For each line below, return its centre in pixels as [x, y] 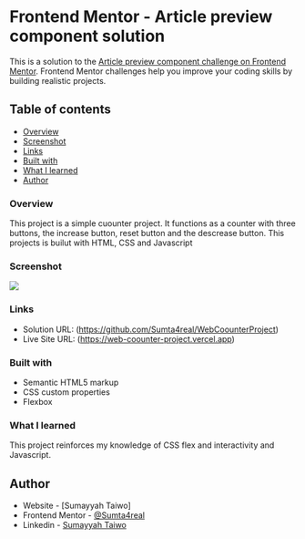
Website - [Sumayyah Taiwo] [77, 506]
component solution [87, 36]
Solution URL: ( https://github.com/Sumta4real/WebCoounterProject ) [151, 329]
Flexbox [37, 401]
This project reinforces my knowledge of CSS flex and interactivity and [142, 445]
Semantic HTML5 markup [71, 382]
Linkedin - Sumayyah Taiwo [75, 525]
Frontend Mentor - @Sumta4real [84, 515]
